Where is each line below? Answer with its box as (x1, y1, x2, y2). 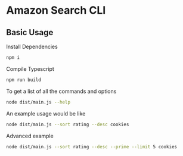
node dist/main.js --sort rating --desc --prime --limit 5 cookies (6, 143, 178, 149)
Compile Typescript (6, 65, 55, 72)
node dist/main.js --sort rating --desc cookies (6, 121, 129, 127)
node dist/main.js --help (6, 99, 70, 105)
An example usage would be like (6, 110, 86, 117)
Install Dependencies (6, 43, 58, 50)
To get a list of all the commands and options (6, 88, 117, 95)
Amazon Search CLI (6, 4, 106, 17)
